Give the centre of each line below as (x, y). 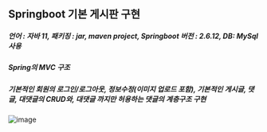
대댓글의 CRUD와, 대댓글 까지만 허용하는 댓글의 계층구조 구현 (112, 99)
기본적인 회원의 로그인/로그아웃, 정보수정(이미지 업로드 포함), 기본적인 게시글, (127, 89)
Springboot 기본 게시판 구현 (75, 14)
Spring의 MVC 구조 (39, 68)
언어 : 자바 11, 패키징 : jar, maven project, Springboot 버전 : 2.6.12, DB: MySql (133, 36)
